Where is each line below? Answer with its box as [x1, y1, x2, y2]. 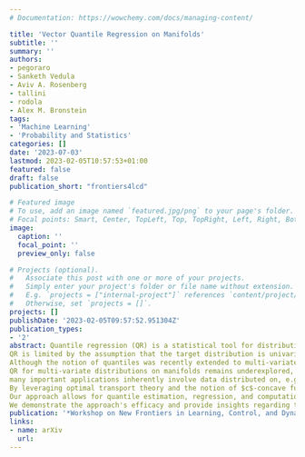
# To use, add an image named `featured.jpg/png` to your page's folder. [9, 206, 295, 216]
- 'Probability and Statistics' [9, 131, 132, 141]
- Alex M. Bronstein [9, 105, 88, 114]
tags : [9, 114, 30, 124]
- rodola [9, 97, 43, 106]
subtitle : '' [9, 38, 59, 47]
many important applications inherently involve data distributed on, [9, 374, 282, 384]
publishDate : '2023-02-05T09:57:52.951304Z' [9, 315, 181, 325]
